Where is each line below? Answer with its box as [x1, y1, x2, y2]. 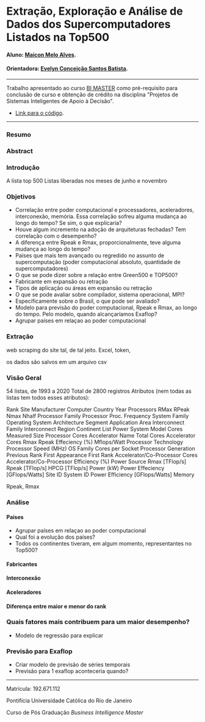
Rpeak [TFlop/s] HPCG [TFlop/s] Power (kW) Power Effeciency [6, 465, 165, 472]
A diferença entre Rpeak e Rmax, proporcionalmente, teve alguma [15, 239, 181, 246]
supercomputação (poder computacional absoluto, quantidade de [15, 259, 181, 266]
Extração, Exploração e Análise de [6, 4, 183, 18]
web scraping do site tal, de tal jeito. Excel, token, [6, 346, 131, 354]
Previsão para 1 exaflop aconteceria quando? [15, 667, 129, 675]
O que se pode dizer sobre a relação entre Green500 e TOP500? [15, 272, 178, 279]
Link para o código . [15, 109, 64, 116]
